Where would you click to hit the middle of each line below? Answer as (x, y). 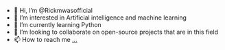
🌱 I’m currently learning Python (57, 25)
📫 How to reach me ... (45, 40)
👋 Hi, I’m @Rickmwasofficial (53, 10)
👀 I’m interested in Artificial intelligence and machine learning (100, 18)
